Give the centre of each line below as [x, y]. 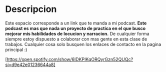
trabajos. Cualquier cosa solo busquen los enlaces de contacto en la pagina [83, 44]
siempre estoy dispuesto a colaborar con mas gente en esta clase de [76, 39]
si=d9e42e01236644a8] [30, 64]
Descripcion [31, 9]
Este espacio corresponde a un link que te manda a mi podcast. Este [76, 23]
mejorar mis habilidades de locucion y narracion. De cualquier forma [77, 33]
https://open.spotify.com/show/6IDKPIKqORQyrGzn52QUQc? [70, 59]
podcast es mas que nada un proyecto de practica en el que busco [75, 28]
